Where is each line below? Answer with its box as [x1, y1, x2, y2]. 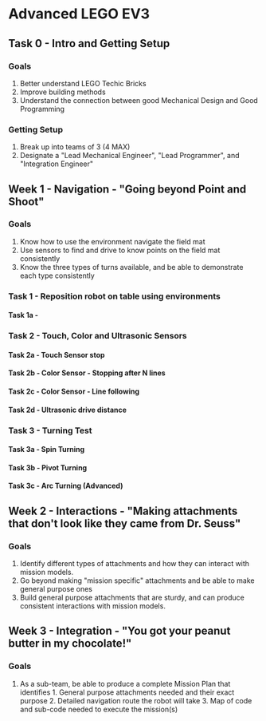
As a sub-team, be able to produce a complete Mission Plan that [19, 679, 231, 688]
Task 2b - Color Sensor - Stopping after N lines [8, 368, 166, 378]
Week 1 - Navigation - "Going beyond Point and [8, 182, 247, 196]
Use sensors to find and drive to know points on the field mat [19, 245, 221, 255]
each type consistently [19, 271, 96, 280]
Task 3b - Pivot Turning [8, 462, 88, 472]
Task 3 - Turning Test [8, 425, 92, 436]
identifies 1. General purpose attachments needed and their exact [19, 687, 235, 697]
